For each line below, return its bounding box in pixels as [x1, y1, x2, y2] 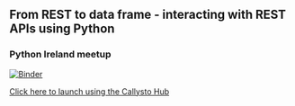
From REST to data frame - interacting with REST [9, 7, 286, 22]
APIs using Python [9, 22, 115, 37]
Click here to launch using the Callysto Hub [9, 85, 170, 97]
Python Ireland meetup [9, 49, 112, 61]
